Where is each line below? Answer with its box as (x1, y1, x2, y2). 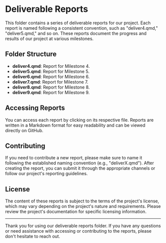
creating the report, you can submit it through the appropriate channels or (5, 165, 156, 171)
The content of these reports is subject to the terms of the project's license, (5, 198, 160, 204)
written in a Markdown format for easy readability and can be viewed (5, 122, 146, 128)
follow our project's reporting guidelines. (5, 171, 88, 177)
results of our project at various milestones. (5, 36, 94, 42)
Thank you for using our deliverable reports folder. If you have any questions (5, 223, 161, 229)
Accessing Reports (5, 104, 65, 112)
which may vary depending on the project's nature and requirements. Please (5, 203, 161, 209)
